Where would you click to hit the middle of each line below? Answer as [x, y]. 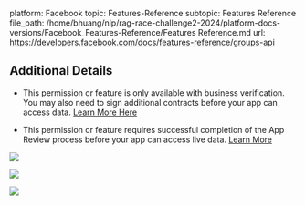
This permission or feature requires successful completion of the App [153, 129]
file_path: [27, 23]
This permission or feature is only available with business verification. [153, 92]
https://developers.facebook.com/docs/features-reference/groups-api [142, 42]
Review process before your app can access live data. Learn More [147, 139]
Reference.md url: [231, 32]
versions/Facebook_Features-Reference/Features [103, 32]
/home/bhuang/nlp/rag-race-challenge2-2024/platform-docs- [163, 23]
